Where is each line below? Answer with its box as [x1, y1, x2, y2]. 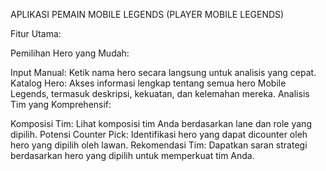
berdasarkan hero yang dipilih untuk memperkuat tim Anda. [10, 150, 255, 161]
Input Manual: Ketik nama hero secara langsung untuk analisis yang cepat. [10, 67, 317, 78]
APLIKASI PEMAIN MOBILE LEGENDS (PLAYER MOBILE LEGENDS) [10, 9, 285, 20]
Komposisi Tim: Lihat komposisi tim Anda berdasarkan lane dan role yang [10, 118, 312, 129]
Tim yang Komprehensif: [10, 99, 112, 110]
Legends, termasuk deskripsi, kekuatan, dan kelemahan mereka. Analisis [10, 88, 310, 99]
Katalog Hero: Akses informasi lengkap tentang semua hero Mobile [10, 77, 287, 89]
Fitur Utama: [10, 28, 62, 39]
